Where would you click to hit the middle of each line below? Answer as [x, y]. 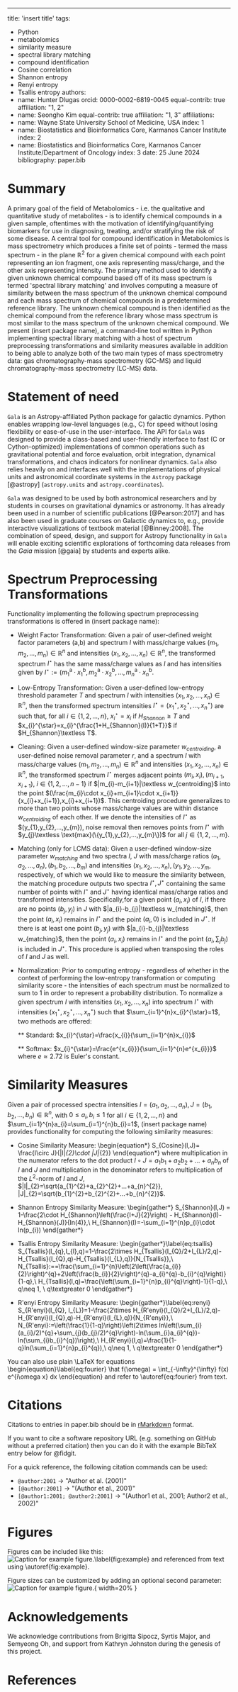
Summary [36, 189]
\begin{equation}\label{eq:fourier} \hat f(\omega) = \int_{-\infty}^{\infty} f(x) [118, 1369]
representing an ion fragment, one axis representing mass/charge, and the [116, 262]
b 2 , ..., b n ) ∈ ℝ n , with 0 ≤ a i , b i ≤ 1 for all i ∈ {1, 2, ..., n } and [93, 1115]
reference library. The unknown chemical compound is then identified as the [119, 308]
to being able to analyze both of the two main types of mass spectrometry [115, 353]
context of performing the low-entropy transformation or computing [117, 978]
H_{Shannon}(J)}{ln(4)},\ [54, 1222]
